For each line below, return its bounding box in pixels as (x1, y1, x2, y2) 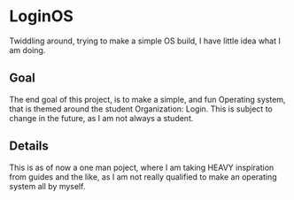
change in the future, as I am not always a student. (9, 112, 194, 123)
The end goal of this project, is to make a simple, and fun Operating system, (9, 94, 286, 104)
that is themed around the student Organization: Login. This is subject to (9, 104, 273, 114)
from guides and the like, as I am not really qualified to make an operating (9, 171, 277, 182)
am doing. (9, 44, 46, 55)
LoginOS (9, 6, 73, 27)
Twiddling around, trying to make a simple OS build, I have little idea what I (9, 35, 282, 46)
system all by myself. (9, 181, 86, 191)
